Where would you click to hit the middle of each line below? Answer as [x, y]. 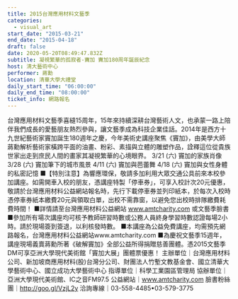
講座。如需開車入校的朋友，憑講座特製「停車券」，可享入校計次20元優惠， [121, 182]
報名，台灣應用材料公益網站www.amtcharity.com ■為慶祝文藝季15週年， [119, 235]
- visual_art [33, 27]
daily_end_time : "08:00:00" [49, 93]
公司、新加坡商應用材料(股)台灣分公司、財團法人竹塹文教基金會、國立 [109, 262]
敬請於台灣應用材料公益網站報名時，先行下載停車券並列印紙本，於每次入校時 [119, 191]
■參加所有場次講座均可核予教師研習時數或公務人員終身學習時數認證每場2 [114, 217]
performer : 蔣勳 [30, 73]
